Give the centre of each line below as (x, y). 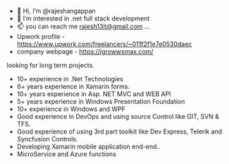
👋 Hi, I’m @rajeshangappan (56, 11)
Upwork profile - (41, 36)
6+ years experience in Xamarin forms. (73, 86)
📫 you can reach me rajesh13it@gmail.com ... (83, 26)
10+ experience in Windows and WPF (71, 109)
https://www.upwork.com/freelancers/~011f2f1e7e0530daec (104, 44)
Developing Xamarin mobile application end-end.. (88, 146)
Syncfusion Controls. (47, 139)
